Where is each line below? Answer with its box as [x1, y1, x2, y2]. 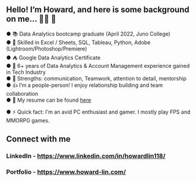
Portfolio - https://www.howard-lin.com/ [6, 168, 127, 176]
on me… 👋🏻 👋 [6, 14, 56, 24]
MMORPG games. [6, 117, 50, 124]
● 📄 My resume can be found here [6, 96, 91, 103]
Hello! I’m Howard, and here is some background [6, 5, 189, 15]
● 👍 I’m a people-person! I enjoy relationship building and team [6, 81, 163, 89]
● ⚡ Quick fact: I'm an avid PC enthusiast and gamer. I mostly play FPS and [6, 108, 191, 115]
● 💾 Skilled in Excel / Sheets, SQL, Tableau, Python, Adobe [6, 39, 151, 46]
